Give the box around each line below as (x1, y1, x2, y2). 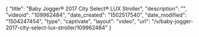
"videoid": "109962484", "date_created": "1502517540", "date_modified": (5, 11, 187, 18)
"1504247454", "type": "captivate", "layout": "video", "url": (5, 18, 151, 24)
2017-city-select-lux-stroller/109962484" (5, 24, 108, 31)
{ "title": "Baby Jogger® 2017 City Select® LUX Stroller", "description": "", (5, 5, 187, 12)
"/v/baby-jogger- (152, 18, 194, 24)
